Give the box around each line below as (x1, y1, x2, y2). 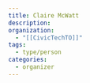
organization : (8, 26, 55, 34)
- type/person (15, 48, 62, 56)
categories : (8, 56, 47, 64)
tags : (8, 41, 26, 49)
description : (8, 19, 51, 27)
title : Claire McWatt (8, 11, 80, 20)
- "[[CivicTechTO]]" (15, 33, 83, 42)
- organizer (15, 63, 55, 71)
